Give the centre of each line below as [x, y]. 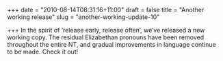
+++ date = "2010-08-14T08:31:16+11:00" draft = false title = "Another [106, 10]
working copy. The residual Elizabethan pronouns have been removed [105, 37]
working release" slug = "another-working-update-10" [83, 17]
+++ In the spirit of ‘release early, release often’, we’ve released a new [106, 30]
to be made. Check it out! [43, 52]
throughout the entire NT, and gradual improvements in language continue [112, 44]
